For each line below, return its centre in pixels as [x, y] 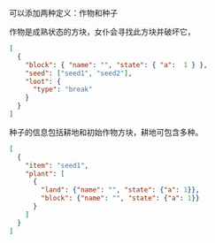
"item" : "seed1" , [57, 165]
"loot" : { [43, 81]
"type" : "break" [62, 90]
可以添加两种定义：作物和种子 [63, 13]
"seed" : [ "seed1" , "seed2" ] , [79, 73]
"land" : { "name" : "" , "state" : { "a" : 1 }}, [120, 190]
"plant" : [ [45, 174]
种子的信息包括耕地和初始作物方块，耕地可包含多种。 [106, 132]
